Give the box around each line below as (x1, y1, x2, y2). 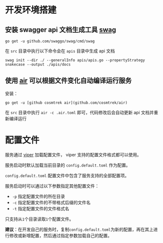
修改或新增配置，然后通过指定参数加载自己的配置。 (9, 232, 112, 238)
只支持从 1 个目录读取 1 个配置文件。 (5, 216, 74, 222)
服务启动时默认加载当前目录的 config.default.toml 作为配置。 (5, 162, 130, 168)
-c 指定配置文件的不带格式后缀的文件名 (12, 199, 91, 205)
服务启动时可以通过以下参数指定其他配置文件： (5, 183, 99, 189)
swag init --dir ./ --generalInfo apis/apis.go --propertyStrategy (5, 58, 145, 63)
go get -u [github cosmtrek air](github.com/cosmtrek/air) (5, 100, 128, 105)
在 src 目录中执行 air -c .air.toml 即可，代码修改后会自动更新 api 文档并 (5, 109, 154, 115)
